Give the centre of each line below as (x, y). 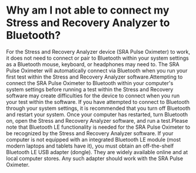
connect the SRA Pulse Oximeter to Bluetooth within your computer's (90, 83)
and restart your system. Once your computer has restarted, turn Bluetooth (97, 114)
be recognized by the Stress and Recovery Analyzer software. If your (90, 133)
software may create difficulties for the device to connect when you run (93, 96)
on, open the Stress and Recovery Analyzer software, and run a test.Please (97, 120)
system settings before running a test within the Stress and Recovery (90, 89)
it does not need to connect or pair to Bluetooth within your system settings (98, 58)
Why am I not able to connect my (88, 10)
